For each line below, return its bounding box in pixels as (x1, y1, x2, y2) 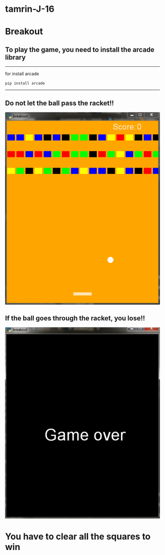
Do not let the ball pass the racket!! (5, 99, 114, 107)
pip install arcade (5, 81, 45, 86)
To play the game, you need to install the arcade (5, 45, 155, 54)
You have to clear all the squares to (5, 531, 151, 542)
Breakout (5, 26, 43, 37)
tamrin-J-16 (5, 3, 55, 15)
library (5, 53, 26, 61)
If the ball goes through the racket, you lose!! (5, 314, 145, 322)
